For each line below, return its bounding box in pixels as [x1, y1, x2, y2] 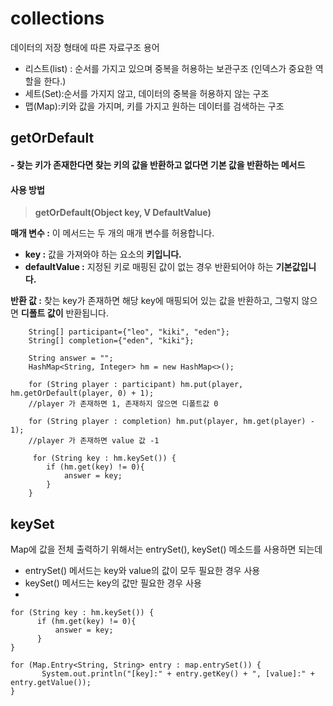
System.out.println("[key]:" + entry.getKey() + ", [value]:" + [41, 668, 315, 679]
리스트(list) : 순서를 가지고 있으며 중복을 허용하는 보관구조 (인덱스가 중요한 [24, 62, 313, 74]
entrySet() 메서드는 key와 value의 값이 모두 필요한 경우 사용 [24, 564, 261, 576]
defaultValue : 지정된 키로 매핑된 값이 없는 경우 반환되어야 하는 [24, 261, 274, 273]
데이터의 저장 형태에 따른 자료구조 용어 [10, 41, 160, 53]
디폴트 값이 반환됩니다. [20, 307, 109, 319]
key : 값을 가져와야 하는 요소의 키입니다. [24, 248, 182, 261]
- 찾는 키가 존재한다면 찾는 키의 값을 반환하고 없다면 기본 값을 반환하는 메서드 [10, 158, 306, 171]
